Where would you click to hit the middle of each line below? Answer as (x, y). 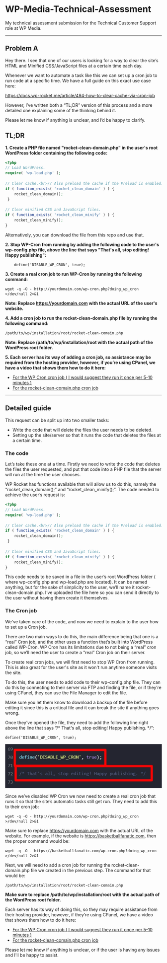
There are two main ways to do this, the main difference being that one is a (82, 636)
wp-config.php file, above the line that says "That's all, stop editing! (77, 250)
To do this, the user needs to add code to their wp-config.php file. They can (83, 682)
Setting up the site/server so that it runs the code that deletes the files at (86, 435)
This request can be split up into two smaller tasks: (57, 420)
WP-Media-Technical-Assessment (78, 9)
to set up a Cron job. (26, 627)
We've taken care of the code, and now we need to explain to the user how (82, 621)
